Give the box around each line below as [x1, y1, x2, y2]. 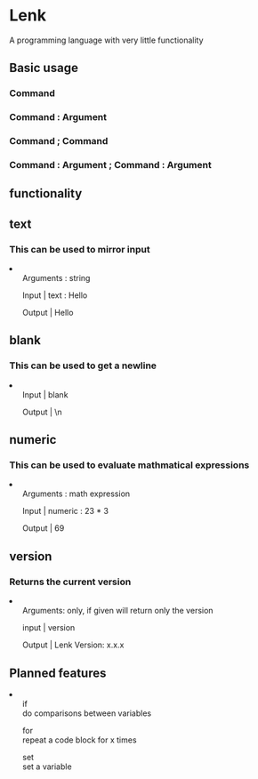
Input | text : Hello [21, 290, 88, 301]
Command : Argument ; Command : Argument [9, 159, 212, 172]
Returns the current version [9, 575, 132, 588]
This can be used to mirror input [9, 243, 150, 255]
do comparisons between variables [21, 708, 152, 719]
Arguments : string [21, 273, 91, 284]
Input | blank [21, 389, 69, 400]
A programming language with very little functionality [9, 35, 204, 45]
